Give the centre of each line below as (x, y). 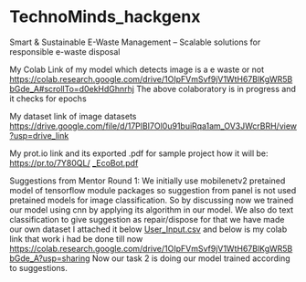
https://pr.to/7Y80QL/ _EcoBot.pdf (74, 162)
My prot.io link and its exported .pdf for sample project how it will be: (139, 153)
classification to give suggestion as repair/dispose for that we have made (147, 219)
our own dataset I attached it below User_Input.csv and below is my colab (148, 229)
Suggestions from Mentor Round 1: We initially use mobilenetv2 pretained (148, 181)
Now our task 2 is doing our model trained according (191, 258)
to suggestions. (39, 267)
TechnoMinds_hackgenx (105, 17)
